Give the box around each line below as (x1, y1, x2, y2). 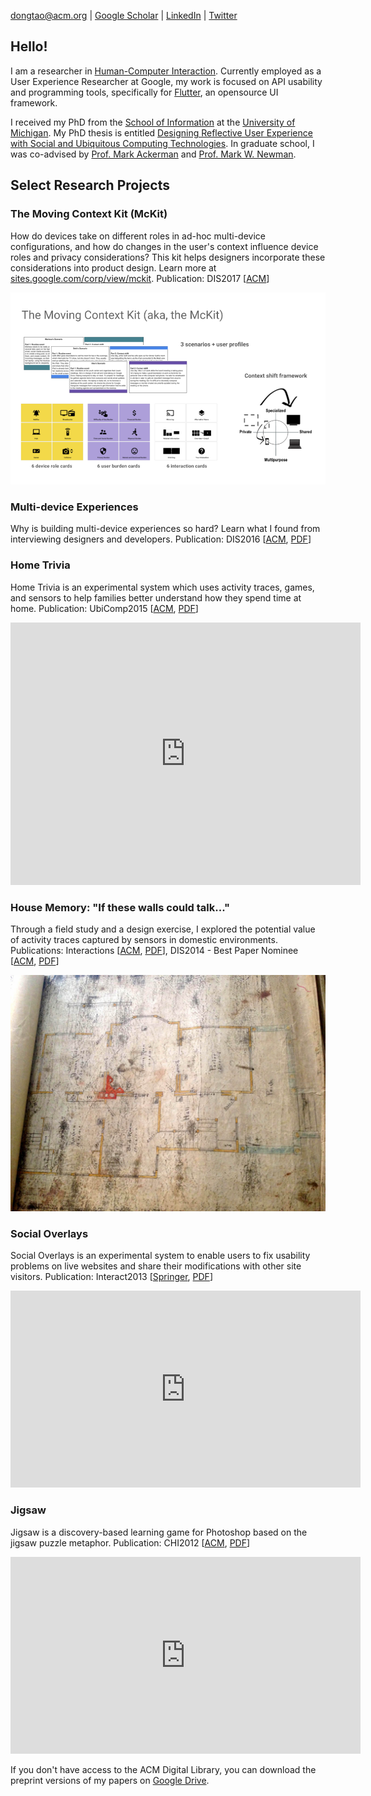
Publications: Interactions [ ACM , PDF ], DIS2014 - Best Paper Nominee (10, 945, 299, 957)
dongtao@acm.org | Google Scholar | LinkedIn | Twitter (10, 10, 238, 21)
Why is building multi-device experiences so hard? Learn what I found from (10, 523, 321, 535)
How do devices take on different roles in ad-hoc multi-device (10, 230, 266, 242)
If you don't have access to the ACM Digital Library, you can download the (10, 1763, 317, 1775)
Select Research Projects (10, 177, 171, 194)
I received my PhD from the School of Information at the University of (10, 116, 296, 128)
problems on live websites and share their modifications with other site (10, 1260, 302, 1272)
